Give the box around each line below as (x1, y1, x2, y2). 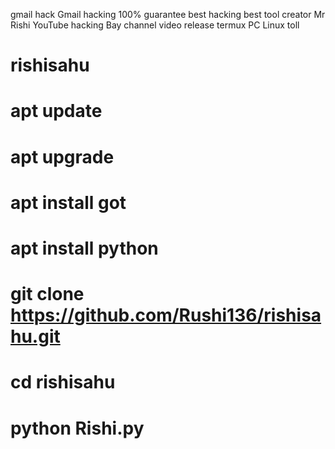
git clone (10, 283, 85, 306)
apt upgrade (10, 145, 115, 168)
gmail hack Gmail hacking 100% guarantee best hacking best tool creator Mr (10, 9, 326, 20)
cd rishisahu (10, 371, 116, 394)
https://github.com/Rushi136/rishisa (10, 304, 322, 327)
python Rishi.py (10, 417, 145, 439)
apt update (10, 100, 103, 123)
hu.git (10, 325, 61, 348)
